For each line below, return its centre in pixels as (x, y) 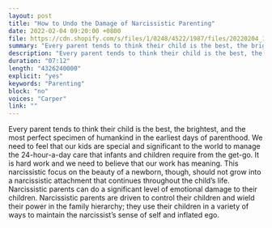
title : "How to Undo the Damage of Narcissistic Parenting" (112, 23)
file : (17, 38)
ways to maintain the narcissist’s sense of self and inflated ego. (114, 215)
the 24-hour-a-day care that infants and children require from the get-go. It (134, 155)
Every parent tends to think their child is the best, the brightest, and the (127, 129)
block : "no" (28, 91)
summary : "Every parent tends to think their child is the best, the (128, 46)
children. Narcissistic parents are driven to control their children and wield (132, 198)
